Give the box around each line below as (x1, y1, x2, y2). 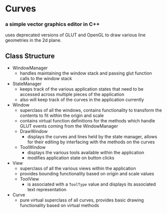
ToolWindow (19, 144, 46, 150)
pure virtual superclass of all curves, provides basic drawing (19, 197, 144, 203)
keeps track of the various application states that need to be (19, 86, 144, 92)
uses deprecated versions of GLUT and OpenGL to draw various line (5, 32, 146, 38)
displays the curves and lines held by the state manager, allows (27, 134, 158, 140)
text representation (27, 187, 67, 193)
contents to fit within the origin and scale (19, 112, 104, 118)
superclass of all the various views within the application (19, 165, 136, 172)
